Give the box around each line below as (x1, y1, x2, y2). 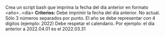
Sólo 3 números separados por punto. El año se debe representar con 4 (5, 15, 156, 21)
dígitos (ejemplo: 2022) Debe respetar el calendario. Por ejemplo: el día (5, 20, 155, 26)
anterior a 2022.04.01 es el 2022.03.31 (5, 26, 86, 32)
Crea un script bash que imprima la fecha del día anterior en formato (5, 5, 149, 10)
